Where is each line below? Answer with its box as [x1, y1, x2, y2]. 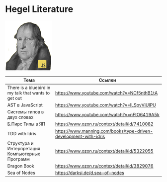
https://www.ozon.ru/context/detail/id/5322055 [55, 148, 154, 154]
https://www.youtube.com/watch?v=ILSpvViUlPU [55, 102, 156, 108]
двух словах [7, 114, 34, 120]
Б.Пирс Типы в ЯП [7, 121, 46, 127]
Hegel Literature [5, 3, 74, 15]
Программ [7, 156, 30, 162]
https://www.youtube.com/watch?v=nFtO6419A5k [55, 111, 160, 117]
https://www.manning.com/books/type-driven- [55, 128, 153, 134]
